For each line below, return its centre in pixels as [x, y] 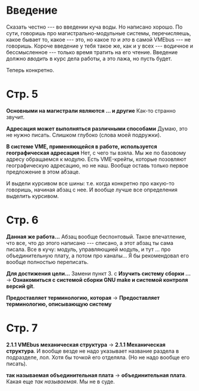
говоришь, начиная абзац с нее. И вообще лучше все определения [92, 190]
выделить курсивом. [33, 196]
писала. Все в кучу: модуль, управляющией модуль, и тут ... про [88, 249]
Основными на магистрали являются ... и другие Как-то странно [91, 110]
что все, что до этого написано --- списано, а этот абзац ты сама [90, 243]
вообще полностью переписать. [47, 262]
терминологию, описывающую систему [59, 304]
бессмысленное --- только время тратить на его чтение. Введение [92, 52]
